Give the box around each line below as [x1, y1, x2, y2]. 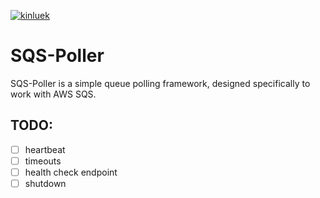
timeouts [24, 155, 62, 167]
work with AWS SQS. [10, 88, 97, 100]
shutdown [24, 177, 67, 189]
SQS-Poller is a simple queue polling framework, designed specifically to [10, 77, 311, 89]
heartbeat [24, 143, 66, 155]
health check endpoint [24, 166, 118, 178]
